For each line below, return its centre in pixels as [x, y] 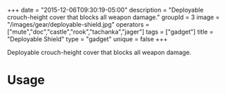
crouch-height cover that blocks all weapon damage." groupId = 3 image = [113, 17]
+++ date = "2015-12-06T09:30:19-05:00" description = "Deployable [105, 10]
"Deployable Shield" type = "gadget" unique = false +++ [87, 39]
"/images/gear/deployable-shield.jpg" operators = [78, 24]
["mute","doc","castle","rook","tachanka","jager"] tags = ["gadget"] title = [111, 32]
